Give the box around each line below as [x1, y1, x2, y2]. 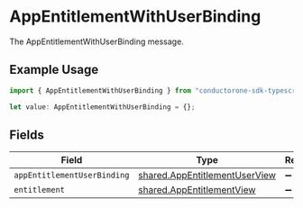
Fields [9, 127, 45, 142]
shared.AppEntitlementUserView [138, 169, 277, 182]
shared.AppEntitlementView [138, 184, 256, 196]
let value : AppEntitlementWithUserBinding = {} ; [9, 102, 196, 112]
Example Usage [9, 62, 99, 77]
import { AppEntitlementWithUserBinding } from [9, 86, 192, 95]
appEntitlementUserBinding [14, 170, 130, 181]
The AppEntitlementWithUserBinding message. [9, 36, 185, 47]
